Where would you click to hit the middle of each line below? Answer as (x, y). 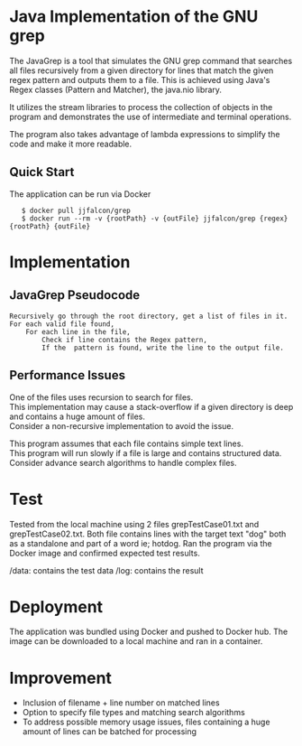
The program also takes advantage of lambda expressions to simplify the (145, 134)
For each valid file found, (62, 324)
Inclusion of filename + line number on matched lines (121, 703)
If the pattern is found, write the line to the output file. (163, 348)
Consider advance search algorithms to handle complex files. (123, 462)
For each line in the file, (78, 331)
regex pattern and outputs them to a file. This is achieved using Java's (140, 79)
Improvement (61, 678)
